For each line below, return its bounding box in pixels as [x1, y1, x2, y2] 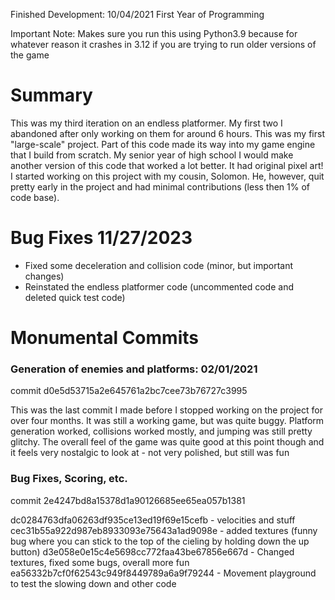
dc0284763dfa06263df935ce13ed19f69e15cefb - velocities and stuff [10, 514, 296, 526]
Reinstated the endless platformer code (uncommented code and [24, 280, 294, 293]
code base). [10, 191, 60, 203]
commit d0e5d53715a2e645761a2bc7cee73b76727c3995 [10, 385, 248, 397]
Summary [10, 84, 93, 107]
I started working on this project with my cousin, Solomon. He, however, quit [10, 170, 325, 182]
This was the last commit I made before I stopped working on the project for [10, 404, 323, 416]
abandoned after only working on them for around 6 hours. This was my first [10, 127, 325, 139]
